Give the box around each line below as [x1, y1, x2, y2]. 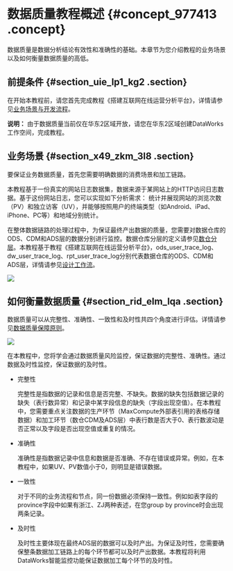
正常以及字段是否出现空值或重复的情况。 [23, 425, 139, 433]
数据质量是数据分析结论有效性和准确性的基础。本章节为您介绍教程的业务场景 [7, 45, 226, 53]
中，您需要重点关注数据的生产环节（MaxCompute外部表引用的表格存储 [17, 407, 221, 416]
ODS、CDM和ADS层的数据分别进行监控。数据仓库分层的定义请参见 [7, 234, 199, 243]
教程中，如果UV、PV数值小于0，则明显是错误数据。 [17, 463, 166, 471]
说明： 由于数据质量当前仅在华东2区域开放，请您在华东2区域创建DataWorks [7, 119, 224, 128]
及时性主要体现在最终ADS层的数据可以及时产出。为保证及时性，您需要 [17, 539, 218, 547]
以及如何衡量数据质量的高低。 [7, 53, 92, 62]
